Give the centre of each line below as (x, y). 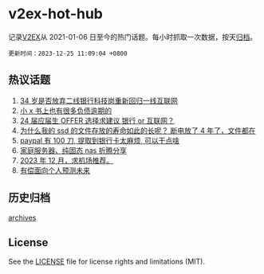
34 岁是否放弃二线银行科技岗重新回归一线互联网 (99, 100)
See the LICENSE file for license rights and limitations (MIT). (107, 262)
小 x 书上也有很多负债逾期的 (66, 110)
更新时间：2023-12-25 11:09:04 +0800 (68, 53)
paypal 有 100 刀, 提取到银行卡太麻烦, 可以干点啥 (100, 140)
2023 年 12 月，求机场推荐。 (67, 160)
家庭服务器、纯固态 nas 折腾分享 (73, 150)
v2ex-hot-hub (56, 14)
